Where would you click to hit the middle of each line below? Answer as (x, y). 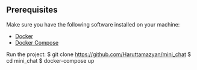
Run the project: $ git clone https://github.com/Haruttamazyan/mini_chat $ (99, 54)
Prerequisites (32, 10)
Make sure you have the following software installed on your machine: (93, 24)
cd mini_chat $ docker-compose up (50, 60)
